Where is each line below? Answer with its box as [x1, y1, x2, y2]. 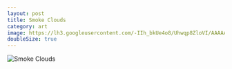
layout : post [7, 10, 45, 17]
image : [7, 29, 26, 37]
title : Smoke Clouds [7, 17, 67, 23]
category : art [7, 23, 48, 30]
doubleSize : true [7, 36, 57, 43]
